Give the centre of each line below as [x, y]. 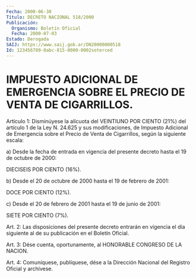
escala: [15, 140]
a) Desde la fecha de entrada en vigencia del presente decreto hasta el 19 [97, 151]
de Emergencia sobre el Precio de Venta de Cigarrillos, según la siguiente [96, 133]
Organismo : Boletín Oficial [46, 28]
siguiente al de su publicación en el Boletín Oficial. [68, 233]
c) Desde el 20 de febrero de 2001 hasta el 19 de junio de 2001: [83, 204]
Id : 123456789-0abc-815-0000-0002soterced [59, 50]
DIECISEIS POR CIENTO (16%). [44, 169]
